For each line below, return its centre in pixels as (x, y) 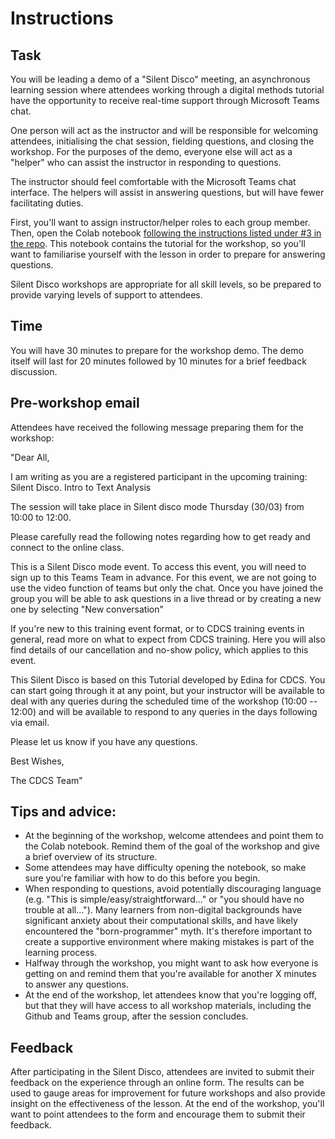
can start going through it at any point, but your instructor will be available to (168, 690)
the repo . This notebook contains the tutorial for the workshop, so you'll (158, 243)
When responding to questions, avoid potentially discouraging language (173, 889)
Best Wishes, (37, 761)
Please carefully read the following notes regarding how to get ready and (160, 536)
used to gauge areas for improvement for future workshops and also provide (168, 1093)
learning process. (61, 953)
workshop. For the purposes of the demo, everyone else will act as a (151, 151)
